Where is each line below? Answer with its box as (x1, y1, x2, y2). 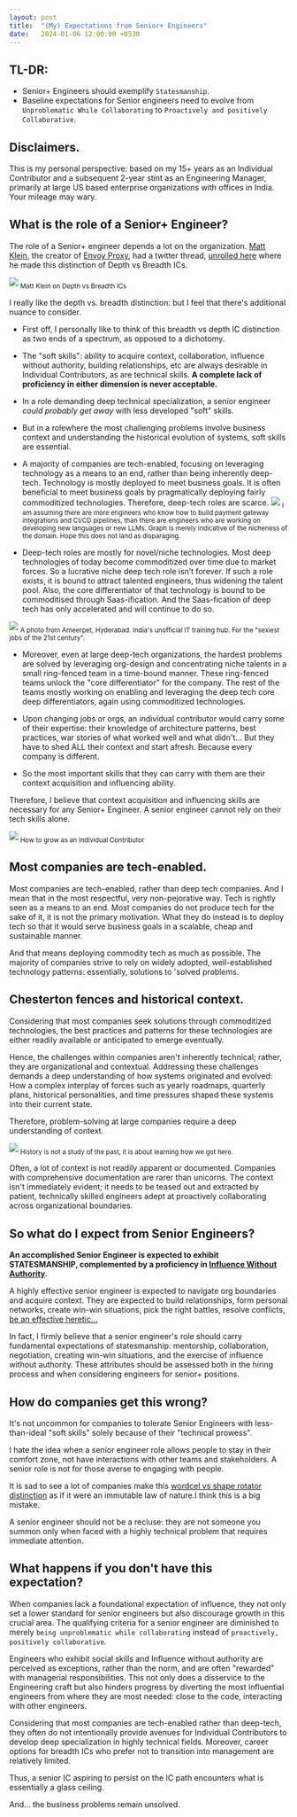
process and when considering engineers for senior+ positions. (9, 1369, 240, 1379)
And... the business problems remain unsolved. (9, 1798, 181, 1809)
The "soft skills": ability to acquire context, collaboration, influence (21, 350, 265, 361)
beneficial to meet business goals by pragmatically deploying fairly (21, 487, 266, 497)
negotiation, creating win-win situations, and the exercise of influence (9, 1350, 263, 1361)
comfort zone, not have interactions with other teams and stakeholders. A (9, 1454, 277, 1465)
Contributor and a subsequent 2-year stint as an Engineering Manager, (9, 173, 267, 183)
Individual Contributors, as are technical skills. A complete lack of (21, 369, 263, 379)
